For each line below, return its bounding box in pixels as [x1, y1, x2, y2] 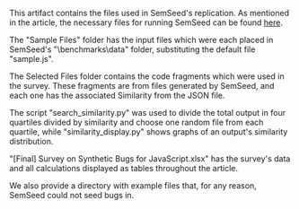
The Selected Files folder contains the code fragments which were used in [9, 71, 285, 82]
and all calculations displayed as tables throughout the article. [9, 163, 238, 173]
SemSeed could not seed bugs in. [9, 190, 135, 200]
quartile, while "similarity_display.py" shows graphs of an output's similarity [9, 126, 288, 137]
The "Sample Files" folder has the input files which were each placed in [9, 35, 274, 45]
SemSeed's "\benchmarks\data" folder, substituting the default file [9, 44, 256, 55]
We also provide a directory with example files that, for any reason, [9, 180, 258, 191]
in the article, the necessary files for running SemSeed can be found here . [9, 17, 284, 28]
